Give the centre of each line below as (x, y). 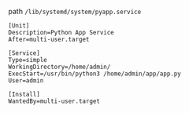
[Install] (24, 94)
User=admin (26, 81)
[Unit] (19, 26)
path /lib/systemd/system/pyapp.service (75, 11)
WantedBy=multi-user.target (54, 101)
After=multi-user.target (49, 39)
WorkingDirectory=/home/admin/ (59, 67)
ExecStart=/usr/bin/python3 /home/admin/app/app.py (94, 74)
